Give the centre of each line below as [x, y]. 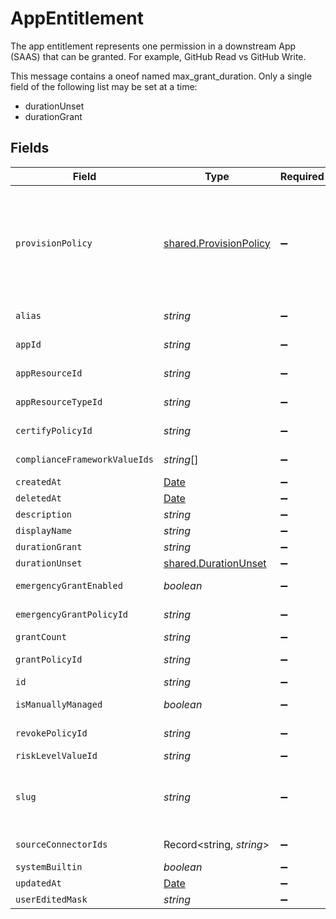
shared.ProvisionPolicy [217, 243]
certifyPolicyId [54, 430]
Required [302, 176]
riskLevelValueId [56, 755]
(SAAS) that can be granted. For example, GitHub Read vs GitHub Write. [158, 56]
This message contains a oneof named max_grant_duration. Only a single [161, 76]
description [44, 514]
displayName [44, 530]
